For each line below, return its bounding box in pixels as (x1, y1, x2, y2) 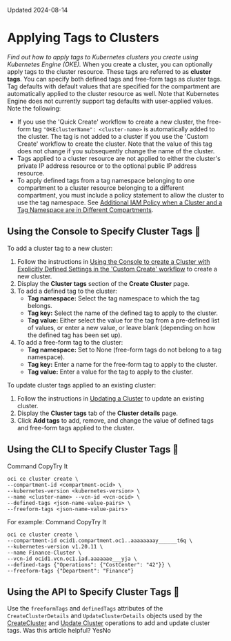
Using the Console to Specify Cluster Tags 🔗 (7, 226, 201, 238)
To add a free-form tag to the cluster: (17, 338, 123, 346)
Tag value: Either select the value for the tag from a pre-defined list (27, 316, 220, 324)
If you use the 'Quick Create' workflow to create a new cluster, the (17, 117, 205, 126)
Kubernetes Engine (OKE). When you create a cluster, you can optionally (7, 60, 213, 68)
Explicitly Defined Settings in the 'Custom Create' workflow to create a (17, 265, 218, 273)
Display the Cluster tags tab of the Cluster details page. (17, 409, 178, 417)
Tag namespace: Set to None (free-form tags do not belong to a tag (27, 345, 222, 354)
